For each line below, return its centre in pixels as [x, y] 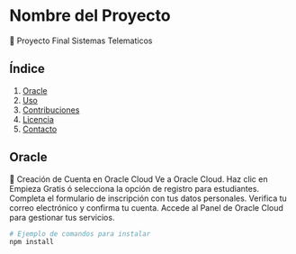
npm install [31, 242]
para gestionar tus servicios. [62, 217]
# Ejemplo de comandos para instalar [80, 234]
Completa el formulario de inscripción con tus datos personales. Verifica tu [148, 198]
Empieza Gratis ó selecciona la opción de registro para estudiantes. [134, 188]
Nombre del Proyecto [90, 16]
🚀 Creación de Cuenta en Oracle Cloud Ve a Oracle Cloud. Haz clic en [139, 179]
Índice [27, 69]
